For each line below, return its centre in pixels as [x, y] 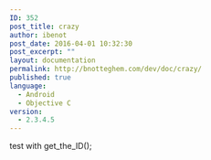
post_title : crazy [44, 27]
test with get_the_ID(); [51, 146]
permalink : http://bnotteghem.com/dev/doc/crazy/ [106, 69]
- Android [36, 94]
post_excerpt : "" [42, 52]
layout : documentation [53, 60]
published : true [40, 78]
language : [28, 86]
